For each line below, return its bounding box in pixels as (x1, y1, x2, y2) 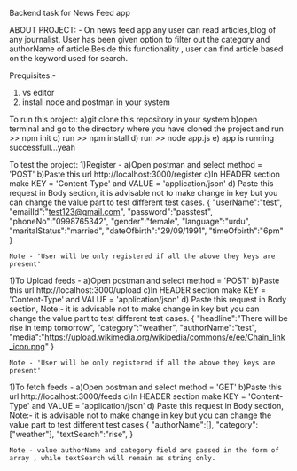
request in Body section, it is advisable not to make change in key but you (9, 188, 278, 198)
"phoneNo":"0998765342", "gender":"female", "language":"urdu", (9, 216, 251, 226)
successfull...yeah (9, 142, 75, 153)
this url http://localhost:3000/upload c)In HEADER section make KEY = (9, 285, 267, 295)
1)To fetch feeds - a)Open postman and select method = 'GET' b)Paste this (9, 381, 282, 392)
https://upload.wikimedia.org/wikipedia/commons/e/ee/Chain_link (43, 332, 285, 342)
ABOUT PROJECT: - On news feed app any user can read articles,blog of (9, 25, 277, 35)
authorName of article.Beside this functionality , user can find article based (9, 43, 284, 54)
